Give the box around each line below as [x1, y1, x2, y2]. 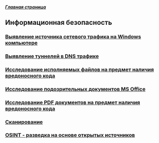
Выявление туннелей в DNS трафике [5, 53, 99, 60]
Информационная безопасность [5, 18, 112, 27]
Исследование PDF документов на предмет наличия [5, 99, 141, 106]
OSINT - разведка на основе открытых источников [5, 132, 135, 139]
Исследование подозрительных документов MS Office [5, 85, 146, 92]
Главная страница [5, 4, 46, 10]
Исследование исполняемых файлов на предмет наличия [5, 66, 154, 73]
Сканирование [5, 118, 43, 125]
